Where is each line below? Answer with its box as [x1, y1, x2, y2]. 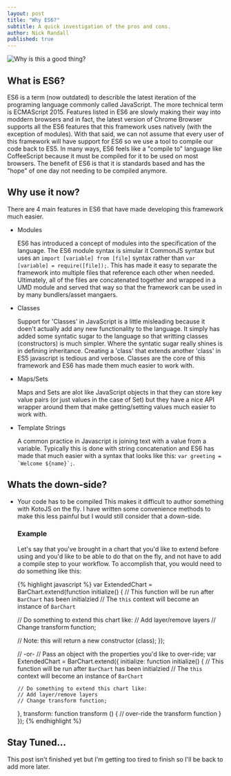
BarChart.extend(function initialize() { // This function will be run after [17, 587, 214, 596]
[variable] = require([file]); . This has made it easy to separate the [17, 261, 217, 269]
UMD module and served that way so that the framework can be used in [17, 283, 222, 291]
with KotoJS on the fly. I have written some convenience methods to [17, 504, 211, 513]
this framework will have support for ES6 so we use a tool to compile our [7, 137, 214, 145]
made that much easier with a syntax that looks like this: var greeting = [17, 451, 222, 460]
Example [17, 529, 48, 539]
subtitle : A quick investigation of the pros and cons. [7, 23, 171, 30]
